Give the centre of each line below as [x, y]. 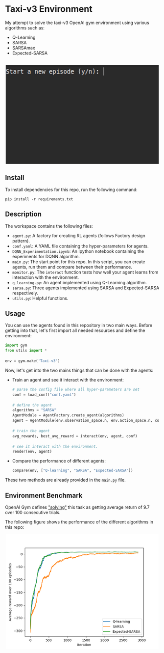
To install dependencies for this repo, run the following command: [71, 190]
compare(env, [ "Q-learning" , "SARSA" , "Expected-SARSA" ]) [72, 471]
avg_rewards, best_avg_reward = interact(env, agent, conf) [75, 436]
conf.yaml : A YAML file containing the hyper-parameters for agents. [80, 246]
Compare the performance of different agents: [59, 461]
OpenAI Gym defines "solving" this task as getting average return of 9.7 [77, 507]
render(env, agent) [32, 452]
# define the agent [32, 405]
